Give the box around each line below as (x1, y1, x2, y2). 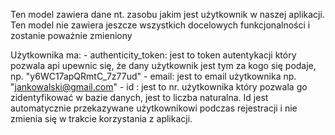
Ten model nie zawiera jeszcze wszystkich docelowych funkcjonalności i (10, 19, 311, 31)
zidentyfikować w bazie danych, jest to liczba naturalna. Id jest (10, 92, 269, 103)
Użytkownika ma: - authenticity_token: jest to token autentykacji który (10, 49, 297, 61)
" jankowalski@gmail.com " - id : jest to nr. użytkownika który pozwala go (10, 81, 308, 93)
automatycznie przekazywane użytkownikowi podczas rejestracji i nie (10, 102, 298, 114)
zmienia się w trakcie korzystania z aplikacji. (10, 113, 193, 124)
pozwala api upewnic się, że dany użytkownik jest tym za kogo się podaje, (10, 60, 317, 71)
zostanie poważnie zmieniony (10, 30, 133, 41)
